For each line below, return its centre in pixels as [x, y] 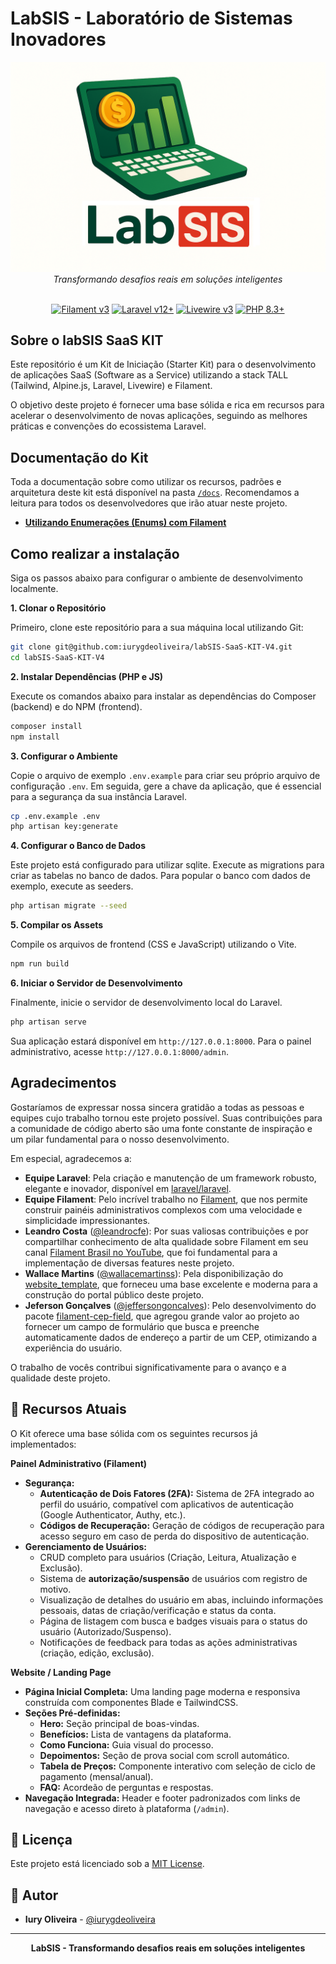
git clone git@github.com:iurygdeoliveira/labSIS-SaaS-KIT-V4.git [151, 647]
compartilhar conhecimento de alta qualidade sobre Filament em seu [166, 1241]
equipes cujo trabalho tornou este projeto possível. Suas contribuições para [166, 1118]
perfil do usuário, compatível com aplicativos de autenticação [167, 1504]
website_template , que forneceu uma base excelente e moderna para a [171, 1284]
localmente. [34, 589]
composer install [46, 726]
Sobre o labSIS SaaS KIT [87, 340]
